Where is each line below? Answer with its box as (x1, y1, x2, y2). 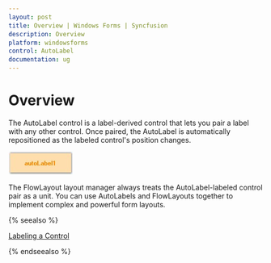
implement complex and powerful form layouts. (8, 199, 166, 209)
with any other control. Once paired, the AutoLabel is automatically (8, 126, 231, 136)
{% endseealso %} (8, 246, 71, 256)
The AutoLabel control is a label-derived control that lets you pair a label (8, 118, 249, 127)
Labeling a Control (8, 231, 70, 240)
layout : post (8, 13, 53, 21)
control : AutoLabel (8, 47, 74, 56)
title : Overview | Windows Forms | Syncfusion (8, 21, 168, 30)
